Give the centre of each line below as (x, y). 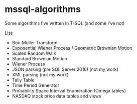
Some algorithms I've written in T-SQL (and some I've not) (65, 23)
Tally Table (23, 80)
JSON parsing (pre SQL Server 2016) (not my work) (65, 69)
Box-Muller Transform (35, 42)
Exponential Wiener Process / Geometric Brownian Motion (72, 48)
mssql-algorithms (43, 9)
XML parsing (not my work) (40, 74)
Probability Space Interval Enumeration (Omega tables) (69, 90)
